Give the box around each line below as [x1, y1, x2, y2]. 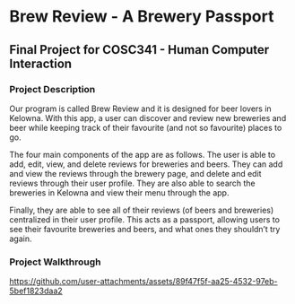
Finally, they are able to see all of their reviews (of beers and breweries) [9, 204, 274, 215]
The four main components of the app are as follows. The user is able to [9, 149, 276, 160]
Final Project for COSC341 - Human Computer [9, 42, 270, 57]
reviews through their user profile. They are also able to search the [9, 178, 256, 188]
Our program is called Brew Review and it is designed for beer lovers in [9, 103, 272, 114]
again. [9, 233, 33, 244]
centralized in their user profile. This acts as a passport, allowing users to [9, 213, 281, 225]
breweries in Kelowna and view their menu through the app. [9, 187, 230, 198]
